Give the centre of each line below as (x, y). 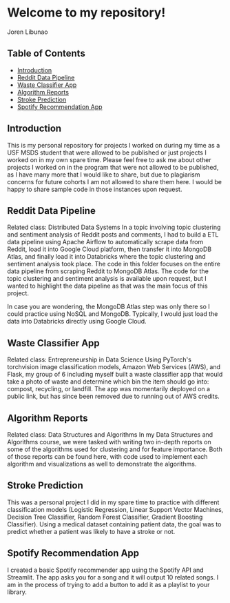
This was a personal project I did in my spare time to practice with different (113, 502)
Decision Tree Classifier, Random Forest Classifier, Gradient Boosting (105, 517)
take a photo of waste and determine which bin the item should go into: (108, 382)
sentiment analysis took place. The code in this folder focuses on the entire (114, 264)
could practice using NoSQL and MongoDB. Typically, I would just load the (113, 314)
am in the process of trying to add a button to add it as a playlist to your (108, 584)
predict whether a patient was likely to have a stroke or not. (91, 531)
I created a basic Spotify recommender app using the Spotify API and (106, 570)
